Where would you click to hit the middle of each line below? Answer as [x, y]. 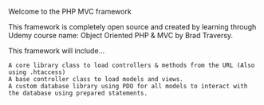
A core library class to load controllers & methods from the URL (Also [132, 65]
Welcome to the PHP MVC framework [70, 12]
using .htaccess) [37, 72]
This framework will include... [57, 51]
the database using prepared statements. [78, 93]
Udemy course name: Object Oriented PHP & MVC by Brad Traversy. [121, 35]
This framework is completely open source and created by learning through [132, 27]
